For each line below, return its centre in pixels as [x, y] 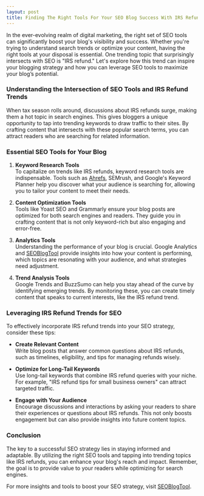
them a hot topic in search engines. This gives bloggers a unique [87, 117]
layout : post [23, 12]
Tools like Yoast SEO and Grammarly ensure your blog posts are [95, 209]
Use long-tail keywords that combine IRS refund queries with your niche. [106, 376]
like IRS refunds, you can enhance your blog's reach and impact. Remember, [102, 461]
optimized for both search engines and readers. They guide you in [98, 216]
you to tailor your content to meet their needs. [73, 191]
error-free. [28, 229]
